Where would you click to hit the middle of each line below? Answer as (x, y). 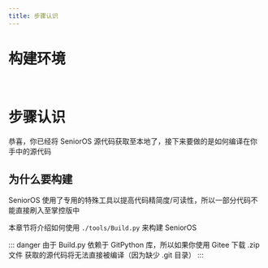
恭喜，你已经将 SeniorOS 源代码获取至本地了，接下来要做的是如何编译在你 (133, 141)
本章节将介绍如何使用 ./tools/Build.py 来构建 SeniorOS (103, 227)
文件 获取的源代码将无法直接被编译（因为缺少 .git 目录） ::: (106, 255)
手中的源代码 (30, 151)
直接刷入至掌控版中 (47, 210)
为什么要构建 (41, 179)
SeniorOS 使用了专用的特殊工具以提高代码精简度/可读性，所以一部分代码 (130, 201)
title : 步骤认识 (33, 16)
